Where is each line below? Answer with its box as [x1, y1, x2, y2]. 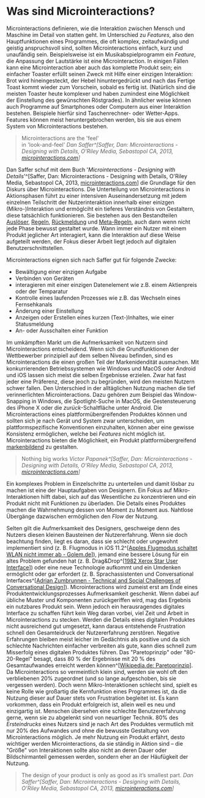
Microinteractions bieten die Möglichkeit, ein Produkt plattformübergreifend [6, 436, 196, 444]
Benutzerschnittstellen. [6, 244, 65, 251]
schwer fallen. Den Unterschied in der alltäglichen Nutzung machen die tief [6, 384, 196, 391]
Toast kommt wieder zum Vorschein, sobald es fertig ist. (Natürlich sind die [6, 83, 196, 90]
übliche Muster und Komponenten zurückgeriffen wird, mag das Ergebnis [6, 596, 192, 603]
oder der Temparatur [15, 288, 69, 295]
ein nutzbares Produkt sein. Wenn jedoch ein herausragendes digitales [6, 603, 185, 610]
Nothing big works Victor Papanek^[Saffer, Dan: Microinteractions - [21, 455, 193, 462]
